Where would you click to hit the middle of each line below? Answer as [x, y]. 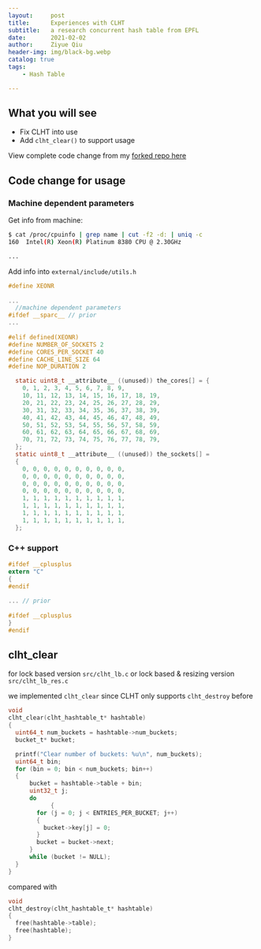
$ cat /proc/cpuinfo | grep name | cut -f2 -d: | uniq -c [105, 235]
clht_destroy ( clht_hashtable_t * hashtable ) [81, 909]
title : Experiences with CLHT [67, 23]
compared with [33, 887]
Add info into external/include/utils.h [72, 271]
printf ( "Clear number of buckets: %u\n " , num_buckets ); [109, 754]
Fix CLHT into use [48, 132]
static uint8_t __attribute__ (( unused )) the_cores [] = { [113, 381]
